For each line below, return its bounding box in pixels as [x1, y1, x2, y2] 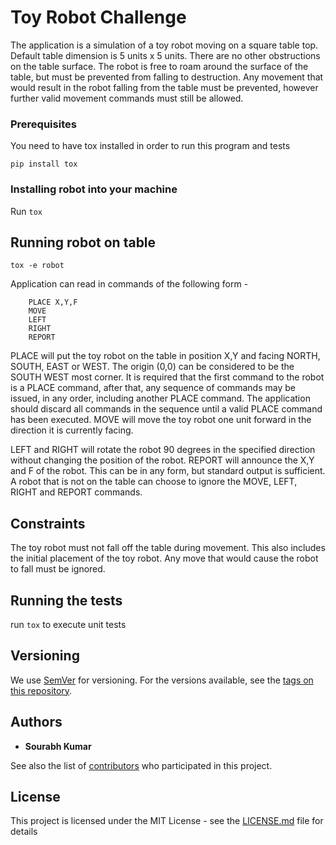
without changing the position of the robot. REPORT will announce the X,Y [10, 454, 315, 466]
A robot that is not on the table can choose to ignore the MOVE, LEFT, [10, 476, 298, 488]
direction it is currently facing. [10, 424, 134, 436]
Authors [10, 714, 63, 731]
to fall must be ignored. [10, 563, 106, 575]
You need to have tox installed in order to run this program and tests [10, 140, 291, 152]
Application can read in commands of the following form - [10, 278, 249, 290]
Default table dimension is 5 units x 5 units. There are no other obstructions [10, 49, 321, 61]
